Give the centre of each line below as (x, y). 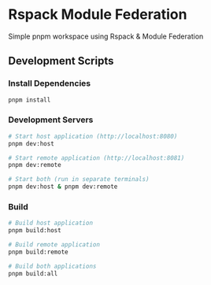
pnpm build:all (33, 273)
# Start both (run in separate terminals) (79, 180)
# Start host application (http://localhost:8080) (93, 136)
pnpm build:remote (38, 252)
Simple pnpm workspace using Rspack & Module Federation (106, 36)
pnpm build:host (35, 231)
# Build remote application (54, 245)
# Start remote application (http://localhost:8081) (96, 158)
